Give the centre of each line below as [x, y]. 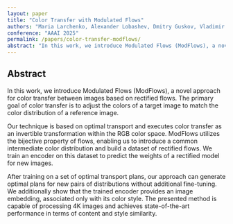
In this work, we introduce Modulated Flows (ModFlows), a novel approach [114, 90]
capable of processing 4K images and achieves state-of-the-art [98, 206]
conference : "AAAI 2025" [43, 33]
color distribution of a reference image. [63, 112]
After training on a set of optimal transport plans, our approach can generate [116, 176]
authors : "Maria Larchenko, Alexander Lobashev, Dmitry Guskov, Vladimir [116, 26]
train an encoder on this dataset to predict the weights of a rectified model [113, 155]
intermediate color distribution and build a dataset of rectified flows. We [110, 148]
